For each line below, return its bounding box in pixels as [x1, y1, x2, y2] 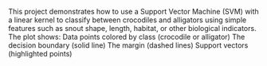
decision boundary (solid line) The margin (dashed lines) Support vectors [8, 41, 249, 50]
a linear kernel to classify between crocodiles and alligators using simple [8, 15, 247, 25]
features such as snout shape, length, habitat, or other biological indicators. [8, 24, 257, 33]
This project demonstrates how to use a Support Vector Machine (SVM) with [8, 7, 259, 16]
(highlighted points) [8, 49, 73, 58]
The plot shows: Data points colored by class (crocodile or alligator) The [8, 32, 245, 41]
